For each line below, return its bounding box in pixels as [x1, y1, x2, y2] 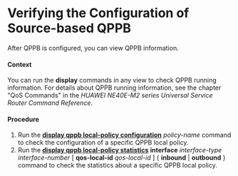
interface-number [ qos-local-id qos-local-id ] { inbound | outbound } [17, 153, 226, 162]
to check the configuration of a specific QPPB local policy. [17, 138, 189, 147]
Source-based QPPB [7, 20, 132, 36]
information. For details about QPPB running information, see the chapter [7, 83, 222, 92]
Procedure [7, 115, 39, 123]
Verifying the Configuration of [7, 5, 190, 21]
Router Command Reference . [7, 98, 93, 108]
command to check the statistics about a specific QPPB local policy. [17, 161, 217, 170]
